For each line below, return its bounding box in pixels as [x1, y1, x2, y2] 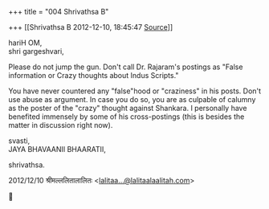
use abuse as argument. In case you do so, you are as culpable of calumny [8, 95, 256, 104]
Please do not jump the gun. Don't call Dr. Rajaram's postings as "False [8, 62, 243, 72]
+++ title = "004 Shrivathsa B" [8, 7, 109, 16]
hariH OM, [8, 38, 43, 47]
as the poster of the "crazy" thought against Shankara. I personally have [8, 104, 247, 113]
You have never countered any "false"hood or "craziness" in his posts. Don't [8, 86, 262, 96]
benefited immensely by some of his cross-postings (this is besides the [8, 112, 245, 121]
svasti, [8, 136, 31, 145]
